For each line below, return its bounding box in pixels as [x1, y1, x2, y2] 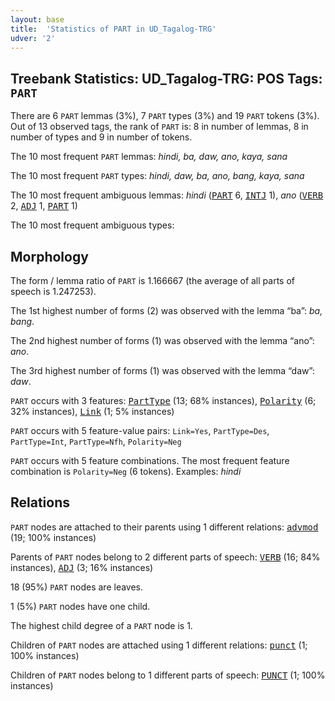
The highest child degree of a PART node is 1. [10, 619, 193, 631]
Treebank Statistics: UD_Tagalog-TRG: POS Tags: [10, 70, 323, 87]
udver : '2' [10, 33, 56, 43]
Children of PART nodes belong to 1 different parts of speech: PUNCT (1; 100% [10, 669, 326, 681]
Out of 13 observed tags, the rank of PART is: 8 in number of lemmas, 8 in [10, 121, 309, 133]
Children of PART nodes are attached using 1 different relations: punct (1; [10, 639, 308, 651]
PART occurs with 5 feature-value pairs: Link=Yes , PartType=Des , [10, 425, 270, 436]
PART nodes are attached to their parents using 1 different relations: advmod [10, 521, 319, 533]
